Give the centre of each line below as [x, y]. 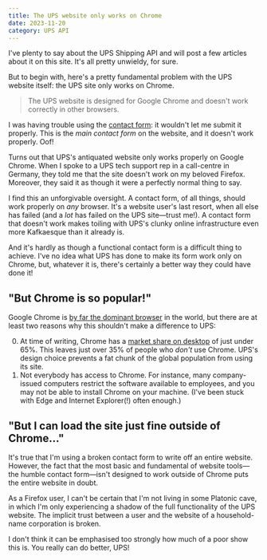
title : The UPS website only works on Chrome [85, 16]
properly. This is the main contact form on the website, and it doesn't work [131, 133]
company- [230, 375]
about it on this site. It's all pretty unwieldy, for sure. [93, 61]
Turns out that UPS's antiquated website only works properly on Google [126, 157]
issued [31, 384]
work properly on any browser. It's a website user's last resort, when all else [133, 207]
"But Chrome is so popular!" [80, 298]
